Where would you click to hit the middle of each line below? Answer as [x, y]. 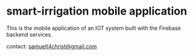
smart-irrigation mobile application [97, 11]
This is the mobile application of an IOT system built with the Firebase [94, 28]
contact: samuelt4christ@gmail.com [52, 46]
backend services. [30, 34]
